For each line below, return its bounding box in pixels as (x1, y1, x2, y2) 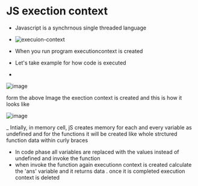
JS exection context (6, 4, 108, 18)
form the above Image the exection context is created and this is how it (6, 94, 182, 101)
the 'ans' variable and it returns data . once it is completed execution (14, 167, 185, 175)
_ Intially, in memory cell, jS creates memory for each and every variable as (6, 123, 192, 131)
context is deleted (14, 173, 60, 181)
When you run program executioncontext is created (14, 47, 143, 55)
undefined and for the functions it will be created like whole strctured (6, 130, 178, 137)
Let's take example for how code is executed (14, 59, 126, 66)
